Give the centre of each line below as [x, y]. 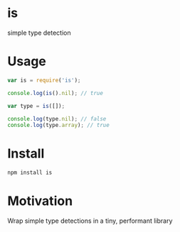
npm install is [30, 173]
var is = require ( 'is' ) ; [44, 80]
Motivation [40, 201]
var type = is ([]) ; [36, 106]
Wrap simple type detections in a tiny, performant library [90, 221]
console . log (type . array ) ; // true [59, 126]
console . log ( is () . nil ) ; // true [55, 93]
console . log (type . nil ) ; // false [57, 118]
